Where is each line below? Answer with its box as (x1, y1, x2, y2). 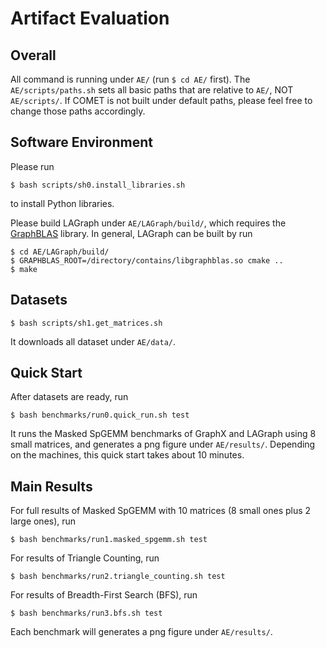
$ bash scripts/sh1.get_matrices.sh (10, 318, 163, 328)
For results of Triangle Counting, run (10, 552, 160, 564)
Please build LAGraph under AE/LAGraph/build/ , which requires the (10, 217, 287, 229)
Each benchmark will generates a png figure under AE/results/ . (10, 626, 273, 638)
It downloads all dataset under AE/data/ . (10, 335, 177, 347)
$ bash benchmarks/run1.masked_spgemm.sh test (10, 535, 208, 545)
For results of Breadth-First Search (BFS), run (10, 589, 198, 601)
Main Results (10, 478, 93, 495)
